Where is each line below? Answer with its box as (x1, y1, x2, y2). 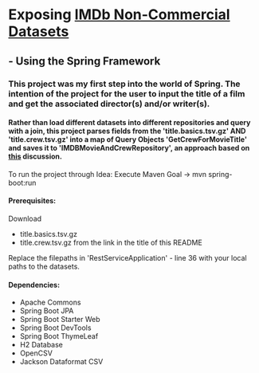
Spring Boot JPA (19, 306, 74, 316)
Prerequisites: (8, 196, 57, 206)
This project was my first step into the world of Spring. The (8, 78, 241, 89)
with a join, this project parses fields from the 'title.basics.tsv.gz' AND (8, 126, 246, 136)
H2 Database (19, 340, 64, 350)
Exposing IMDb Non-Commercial (8, 6, 230, 24)
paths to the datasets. (8, 261, 80, 271)
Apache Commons (19, 297, 81, 308)
